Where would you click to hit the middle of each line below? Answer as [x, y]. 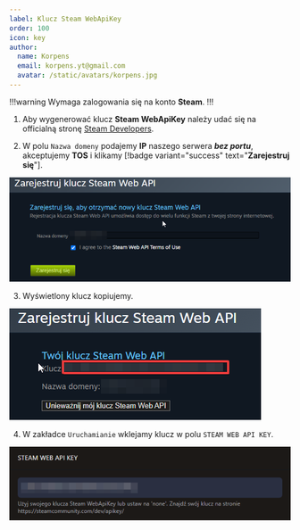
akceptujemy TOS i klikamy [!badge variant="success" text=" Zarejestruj [156, 155]
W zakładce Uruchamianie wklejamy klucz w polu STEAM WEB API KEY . [148, 435]
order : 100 [29, 28]
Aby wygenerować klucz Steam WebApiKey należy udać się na [139, 119]
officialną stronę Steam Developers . [88, 128]
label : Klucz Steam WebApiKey [66, 19]
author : [24, 47]
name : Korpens [43, 57]
